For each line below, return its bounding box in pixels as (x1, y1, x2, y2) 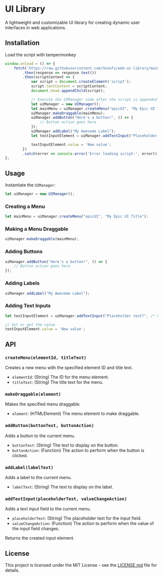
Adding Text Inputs (5, 302, 51, 309)
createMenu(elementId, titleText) (5, 354, 86, 360)
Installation (5, 39, 40, 47)
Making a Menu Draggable (5, 225, 69, 232)
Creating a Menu (5, 203, 45, 210)
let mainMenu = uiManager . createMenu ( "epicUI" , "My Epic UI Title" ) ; (5, 214, 149, 219)
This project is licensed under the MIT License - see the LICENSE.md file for (5, 562, 157, 568)
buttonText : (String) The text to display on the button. (12, 442, 119, 448)
